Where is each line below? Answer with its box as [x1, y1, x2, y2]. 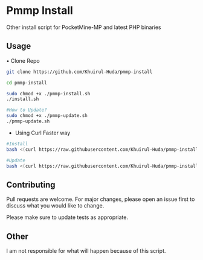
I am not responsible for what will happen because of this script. [6, 247, 166, 254]
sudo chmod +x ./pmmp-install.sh [6, 90, 91, 97]
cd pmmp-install [6, 80, 47, 86]
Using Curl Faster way [14, 129, 71, 136]
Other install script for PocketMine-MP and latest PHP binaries [6, 24, 161, 31]
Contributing [6, 179, 56, 190]
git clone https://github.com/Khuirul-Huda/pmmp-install [6, 69, 153, 75]
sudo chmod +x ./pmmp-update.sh [6, 113, 88, 119]
